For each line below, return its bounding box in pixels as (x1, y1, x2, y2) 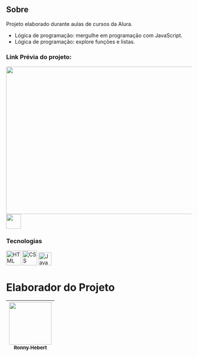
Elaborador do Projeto (6, 280, 115, 294)
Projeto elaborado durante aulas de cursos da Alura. (6, 20, 133, 27)
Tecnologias (6, 237, 42, 245)
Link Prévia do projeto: (6, 53, 72, 61)
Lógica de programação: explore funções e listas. (14, 38, 136, 45)
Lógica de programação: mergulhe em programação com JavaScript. (14, 32, 183, 39)
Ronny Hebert (14, 345, 47, 351)
